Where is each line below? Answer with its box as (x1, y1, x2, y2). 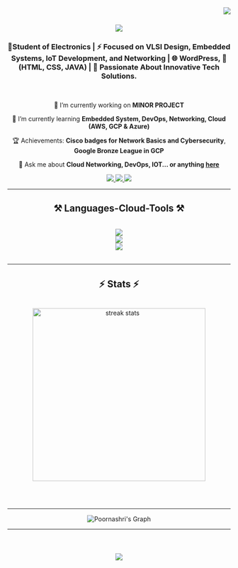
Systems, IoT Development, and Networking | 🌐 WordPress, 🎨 (11, 53, 227, 63)
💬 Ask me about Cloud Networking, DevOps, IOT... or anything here (18, 160, 220, 169)
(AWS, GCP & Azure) (88, 122, 150, 130)
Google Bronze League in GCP (74, 147, 164, 155)
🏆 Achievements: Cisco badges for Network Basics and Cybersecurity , (12, 136, 226, 145)
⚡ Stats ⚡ (98, 278, 140, 290)
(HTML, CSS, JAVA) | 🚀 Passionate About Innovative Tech (18, 62, 220, 72)
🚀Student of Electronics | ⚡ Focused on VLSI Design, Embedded (7, 42, 231, 52)
